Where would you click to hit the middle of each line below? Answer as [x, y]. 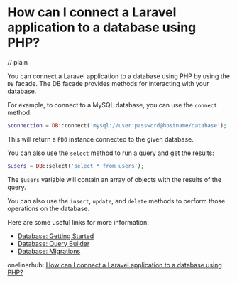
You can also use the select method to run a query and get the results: [111, 153]
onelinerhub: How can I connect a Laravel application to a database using [115, 265]
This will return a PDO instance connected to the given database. [100, 139]
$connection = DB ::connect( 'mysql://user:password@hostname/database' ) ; [117, 125]
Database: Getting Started [56, 236]
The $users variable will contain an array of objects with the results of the [115, 179]
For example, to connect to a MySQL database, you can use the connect [112, 105]
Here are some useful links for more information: [78, 222]
